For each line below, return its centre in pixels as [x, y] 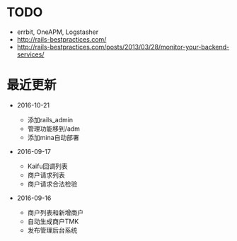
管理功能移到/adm [54, 129]
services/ [30, 54]
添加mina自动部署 [53, 137]
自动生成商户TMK [53, 221]
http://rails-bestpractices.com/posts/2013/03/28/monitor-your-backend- [123, 47]
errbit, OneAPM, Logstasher [58, 32]
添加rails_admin [50, 119]
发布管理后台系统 [52, 230]
